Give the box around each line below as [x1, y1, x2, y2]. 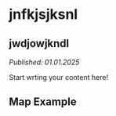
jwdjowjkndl [9, 37, 70, 50]
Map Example [9, 96, 77, 109]
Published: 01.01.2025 [9, 57, 80, 67]
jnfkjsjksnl [9, 5, 78, 24]
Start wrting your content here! [9, 73, 109, 82]
